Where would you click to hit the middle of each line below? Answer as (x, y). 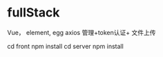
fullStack (33, 13)
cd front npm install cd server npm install (66, 46)
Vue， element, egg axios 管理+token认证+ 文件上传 (81, 32)
